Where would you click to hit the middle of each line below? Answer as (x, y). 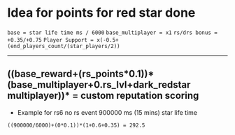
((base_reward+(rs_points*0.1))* (81, 74)
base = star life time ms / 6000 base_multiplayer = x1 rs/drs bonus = (113, 33)
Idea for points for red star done (101, 13)
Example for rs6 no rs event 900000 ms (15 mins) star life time (107, 112)
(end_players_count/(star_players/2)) (64, 46)
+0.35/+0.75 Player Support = (51, 40)
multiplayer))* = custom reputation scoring (103, 96)
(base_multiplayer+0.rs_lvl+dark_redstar (99, 85)
